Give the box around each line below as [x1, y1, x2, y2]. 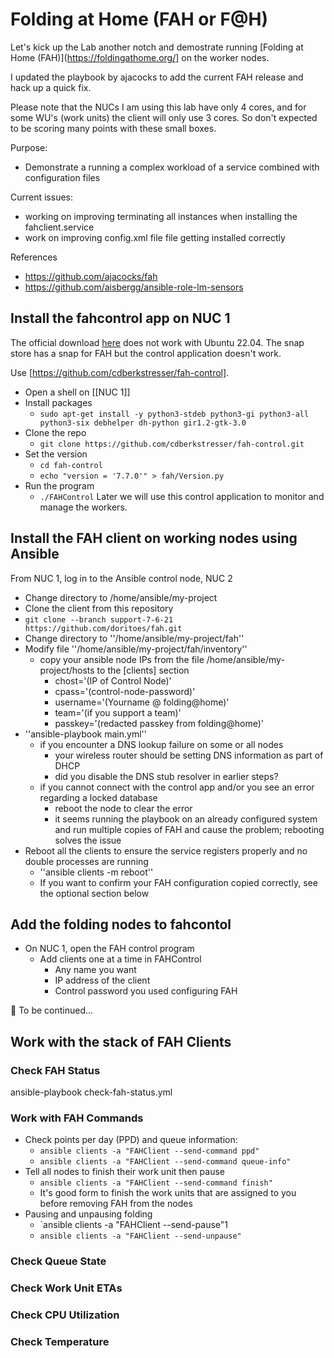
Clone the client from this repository [24, 602, 174, 614]
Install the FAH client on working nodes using [10, 530, 298, 547]
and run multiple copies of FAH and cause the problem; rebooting [54, 823, 325, 835]
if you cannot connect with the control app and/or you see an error [39, 781, 315, 793]
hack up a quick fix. [10, 81, 92, 93]
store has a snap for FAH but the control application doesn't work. [10, 347, 282, 359]
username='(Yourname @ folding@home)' [54, 696, 230, 708]
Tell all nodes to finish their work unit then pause [24, 1166, 225, 1178]
